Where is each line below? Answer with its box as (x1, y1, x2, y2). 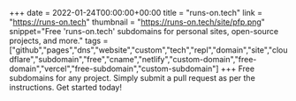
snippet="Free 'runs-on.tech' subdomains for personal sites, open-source (9, 26, 279, 36)
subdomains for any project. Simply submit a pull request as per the (9, 73, 256, 83)
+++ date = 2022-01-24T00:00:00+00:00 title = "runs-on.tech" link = (9, 8, 263, 18)
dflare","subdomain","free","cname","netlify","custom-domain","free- (9, 54, 257, 64)
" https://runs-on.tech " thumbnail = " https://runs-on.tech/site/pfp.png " (9, 17, 265, 27)
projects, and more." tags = (9, 35, 109, 46)
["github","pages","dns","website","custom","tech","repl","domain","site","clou (9, 45, 288, 55)
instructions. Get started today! (9, 83, 122, 92)
